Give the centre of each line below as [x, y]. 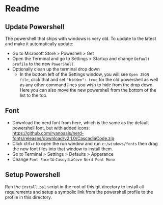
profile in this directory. [29, 197]
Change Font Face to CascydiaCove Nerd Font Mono [64, 159]
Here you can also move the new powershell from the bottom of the [88, 90]
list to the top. [33, 95]
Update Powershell [35, 27]
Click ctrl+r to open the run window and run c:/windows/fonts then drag [85, 143]
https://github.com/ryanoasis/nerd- [48, 133]
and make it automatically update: [39, 44]
